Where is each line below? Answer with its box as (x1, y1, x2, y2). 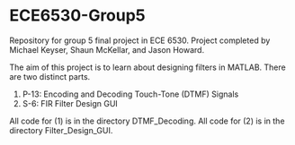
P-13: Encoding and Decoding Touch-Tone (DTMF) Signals (22, 89, 239, 99)
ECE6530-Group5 (9, 5, 146, 26)
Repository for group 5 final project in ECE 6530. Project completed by (9, 35, 271, 46)
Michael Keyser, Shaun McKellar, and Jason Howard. (9, 44, 205, 55)
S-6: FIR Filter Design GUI (22, 98, 119, 108)
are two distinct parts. (9, 71, 91, 81)
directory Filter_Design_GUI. (9, 124, 113, 135)
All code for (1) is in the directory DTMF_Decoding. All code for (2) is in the (9, 115, 285, 126)
